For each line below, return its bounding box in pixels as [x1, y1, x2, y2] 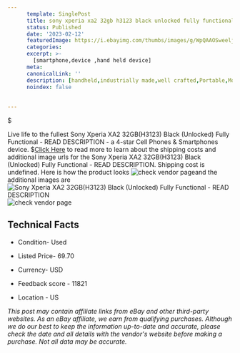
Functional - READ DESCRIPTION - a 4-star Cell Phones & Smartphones [7, 138, 219, 146]
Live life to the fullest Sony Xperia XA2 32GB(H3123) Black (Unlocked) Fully [7, 130, 230, 138]
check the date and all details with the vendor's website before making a [7, 329, 223, 338]
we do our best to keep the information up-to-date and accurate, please [7, 322, 221, 330]
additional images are [7, 175, 71, 184]
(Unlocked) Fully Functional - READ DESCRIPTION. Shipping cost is [7, 160, 205, 168]
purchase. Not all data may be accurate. [7, 337, 127, 346]
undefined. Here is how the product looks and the [7, 168, 218, 176]
